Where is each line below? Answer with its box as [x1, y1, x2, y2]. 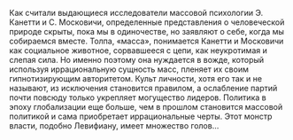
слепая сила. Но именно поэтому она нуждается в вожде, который [9, 55, 265, 65]
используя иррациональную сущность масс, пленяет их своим [9, 64, 250, 74]
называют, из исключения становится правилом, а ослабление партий [9, 83, 278, 93]
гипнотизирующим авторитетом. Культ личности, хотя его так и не [9, 74, 263, 83]
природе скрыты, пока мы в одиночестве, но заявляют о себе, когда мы [9, 27, 285, 36]
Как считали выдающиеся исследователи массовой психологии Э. [9, 8, 264, 18]
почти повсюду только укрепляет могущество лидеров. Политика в [9, 92, 267, 103]
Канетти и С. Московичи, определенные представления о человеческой [9, 17, 285, 27]
